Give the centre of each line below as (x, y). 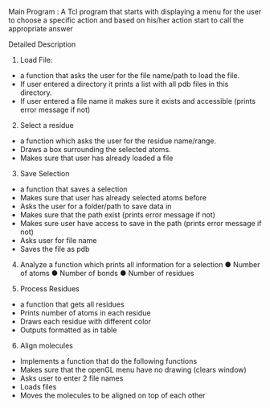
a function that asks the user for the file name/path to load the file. (129, 75)
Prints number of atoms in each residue (85, 313)
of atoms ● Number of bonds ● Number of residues (107, 273)
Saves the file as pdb (55, 249)
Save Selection (45, 173)
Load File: (36, 60)
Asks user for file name (58, 240)
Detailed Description (42, 44)
